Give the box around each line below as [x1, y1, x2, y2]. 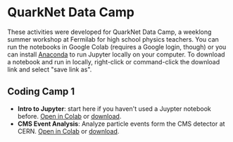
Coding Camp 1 [7, 85, 75, 97]
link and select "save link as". [7, 65, 92, 73]
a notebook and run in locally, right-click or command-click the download [7, 57, 220, 66]
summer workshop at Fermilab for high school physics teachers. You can [7, 35, 220, 43]
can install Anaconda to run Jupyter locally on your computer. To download [7, 50, 225, 59]
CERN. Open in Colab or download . [17, 126, 120, 135]
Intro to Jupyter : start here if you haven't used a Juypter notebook [17, 104, 211, 113]
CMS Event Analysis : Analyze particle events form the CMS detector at [17, 119, 225, 128]
